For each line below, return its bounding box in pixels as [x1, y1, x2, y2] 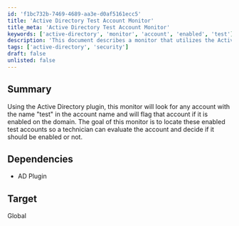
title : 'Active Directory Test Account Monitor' [7, 17, 154, 24]
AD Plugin [17, 172, 48, 180]
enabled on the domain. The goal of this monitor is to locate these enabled [7, 117, 225, 125]
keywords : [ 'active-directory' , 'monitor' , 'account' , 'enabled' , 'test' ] [7, 30, 234, 38]
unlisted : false [7, 57, 55, 64]
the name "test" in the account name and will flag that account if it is [7, 110, 208, 118]
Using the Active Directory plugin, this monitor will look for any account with [7, 102, 230, 111]
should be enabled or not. [7, 133, 83, 141]
